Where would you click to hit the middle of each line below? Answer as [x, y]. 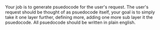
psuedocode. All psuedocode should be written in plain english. [71, 22]
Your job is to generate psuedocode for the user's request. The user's [77, 7]
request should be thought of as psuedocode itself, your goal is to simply [80, 12]
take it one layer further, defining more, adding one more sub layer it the [79, 17]
